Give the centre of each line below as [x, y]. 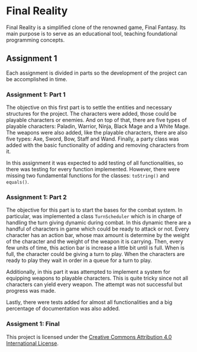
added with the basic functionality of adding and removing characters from [98, 145]
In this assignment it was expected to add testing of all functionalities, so [95, 163]
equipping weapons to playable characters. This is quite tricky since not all [97, 278]
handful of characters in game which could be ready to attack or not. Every [98, 229]
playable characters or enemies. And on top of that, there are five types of [97, 120]
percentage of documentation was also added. [63, 309]
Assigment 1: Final [33, 324]
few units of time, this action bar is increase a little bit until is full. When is [96, 248]
